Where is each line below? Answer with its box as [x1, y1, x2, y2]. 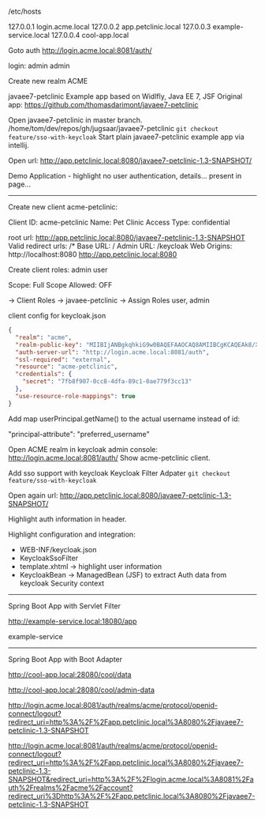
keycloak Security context [19, 578, 105, 588]
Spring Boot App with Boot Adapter [8, 654, 123, 664]
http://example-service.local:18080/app [8, 616, 137, 626]
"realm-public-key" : [15, 341, 83, 348]
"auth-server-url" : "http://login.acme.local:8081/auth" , [15, 348, 211, 356]
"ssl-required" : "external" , [15, 356, 111, 363]
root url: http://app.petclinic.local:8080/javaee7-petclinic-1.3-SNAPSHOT [8, 233, 246, 242]
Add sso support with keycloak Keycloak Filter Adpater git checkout [8, 468, 231, 477]
